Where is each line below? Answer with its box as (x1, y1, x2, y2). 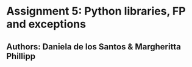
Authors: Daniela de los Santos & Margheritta (6, 41, 181, 52)
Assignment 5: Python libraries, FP (6, 4, 186, 18)
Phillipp (6, 51, 35, 62)
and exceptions (6, 17, 87, 31)
